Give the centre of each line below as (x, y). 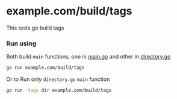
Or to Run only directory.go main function (58, 79)
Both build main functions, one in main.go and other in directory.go (88, 57)
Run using (21, 43)
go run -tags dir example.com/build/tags (59, 91)
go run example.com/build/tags (45, 68)
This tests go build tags (35, 28)
